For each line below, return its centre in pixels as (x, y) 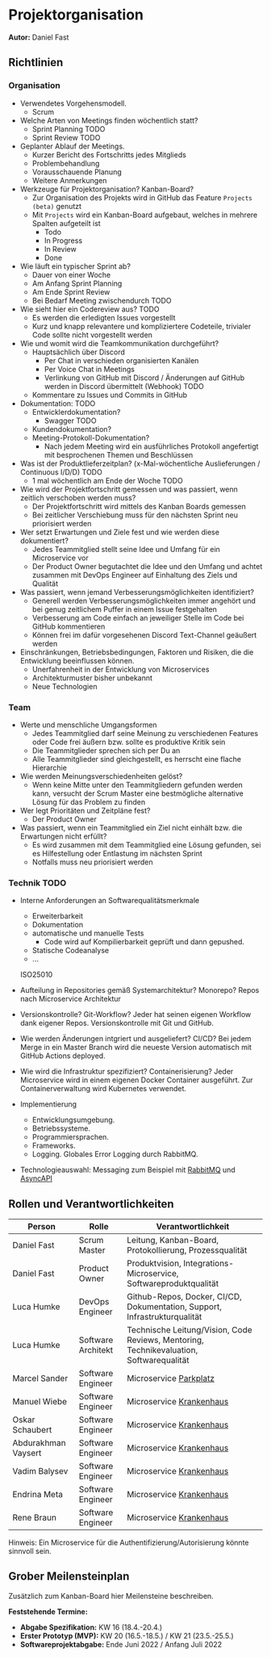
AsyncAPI (36, 1178)
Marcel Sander (40, 1379)
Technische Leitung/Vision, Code (190, 1330)
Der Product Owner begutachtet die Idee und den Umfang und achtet (147, 566)
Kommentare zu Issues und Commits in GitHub (110, 395)
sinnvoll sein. (30, 1551)
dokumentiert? (44, 540)
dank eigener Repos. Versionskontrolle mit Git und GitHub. (117, 1023)
